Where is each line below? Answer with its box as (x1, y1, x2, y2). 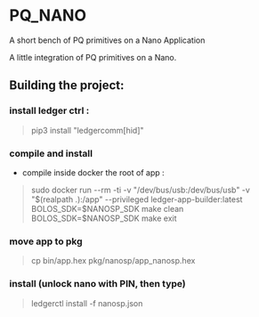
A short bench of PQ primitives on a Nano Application (9, 35, 206, 45)
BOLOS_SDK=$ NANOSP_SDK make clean (30, 203, 184, 214)
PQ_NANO (9, 5, 87, 26)
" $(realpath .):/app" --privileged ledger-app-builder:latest (30, 193, 243, 205)
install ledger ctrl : (9, 104, 90, 117)
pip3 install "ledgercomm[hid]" (30, 125, 144, 135)
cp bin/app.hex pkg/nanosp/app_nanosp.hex (30, 256, 196, 266)
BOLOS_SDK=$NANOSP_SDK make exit (30, 213, 177, 224)
